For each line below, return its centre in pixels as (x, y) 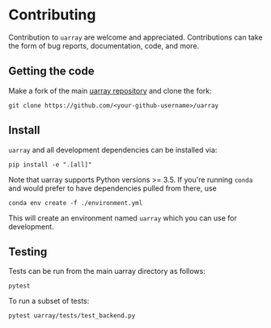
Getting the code (51, 71)
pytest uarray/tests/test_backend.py (72, 316)
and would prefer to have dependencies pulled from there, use (112, 188)
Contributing (52, 15)
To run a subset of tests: (49, 301)
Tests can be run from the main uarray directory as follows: (107, 271)
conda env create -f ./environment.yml (76, 203)
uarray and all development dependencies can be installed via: (113, 149)
